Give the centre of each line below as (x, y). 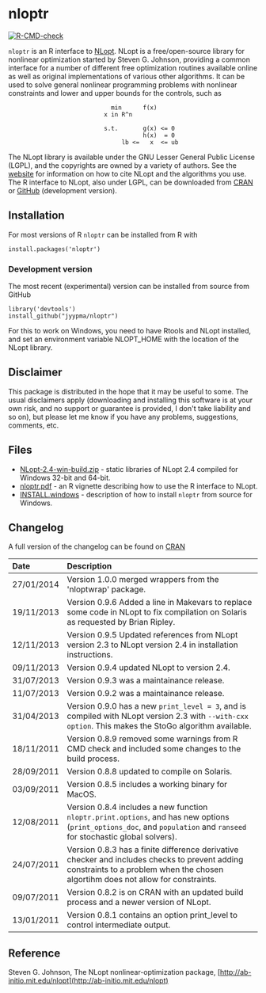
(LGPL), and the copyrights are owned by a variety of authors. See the (123, 165)
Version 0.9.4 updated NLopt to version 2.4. (149, 668)
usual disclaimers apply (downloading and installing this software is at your (131, 400)
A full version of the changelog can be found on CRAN (97, 546)
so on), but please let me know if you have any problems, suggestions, (123, 417)
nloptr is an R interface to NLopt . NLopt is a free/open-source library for (127, 51)
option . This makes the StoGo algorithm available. (159, 726)
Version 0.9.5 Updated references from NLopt (152, 635)
